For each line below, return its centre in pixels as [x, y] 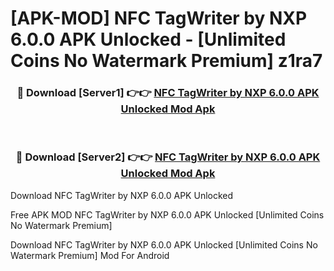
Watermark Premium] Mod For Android [90, 255]
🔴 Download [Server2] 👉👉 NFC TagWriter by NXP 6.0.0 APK [168, 157]
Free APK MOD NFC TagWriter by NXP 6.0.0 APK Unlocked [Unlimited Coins [167, 214]
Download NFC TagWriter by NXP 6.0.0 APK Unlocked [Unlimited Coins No [164, 244]
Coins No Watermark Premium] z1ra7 [166, 61]
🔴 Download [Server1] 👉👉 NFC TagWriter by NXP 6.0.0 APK [168, 93]
